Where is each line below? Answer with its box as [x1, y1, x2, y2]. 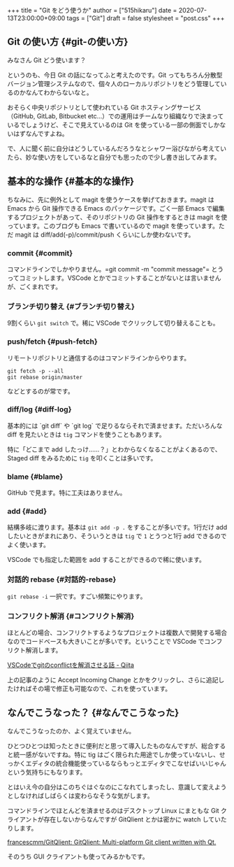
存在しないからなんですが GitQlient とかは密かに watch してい [43, 815, 221, 824]
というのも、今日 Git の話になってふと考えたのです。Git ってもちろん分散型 [7, 71, 223, 79]
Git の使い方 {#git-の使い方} [7, 36, 129, 48]
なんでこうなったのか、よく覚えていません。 [7, 726, 135, 735]
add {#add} [7, 507, 47, 516]
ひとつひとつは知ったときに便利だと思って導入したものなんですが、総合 [7, 741, 214, 750]
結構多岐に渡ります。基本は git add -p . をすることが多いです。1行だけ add [7, 523, 228, 532]
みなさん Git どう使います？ [7, 55, 87, 64]
